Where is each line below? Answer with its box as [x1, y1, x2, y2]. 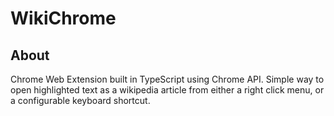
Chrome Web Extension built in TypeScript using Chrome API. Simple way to [10, 73, 325, 85]
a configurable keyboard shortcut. [10, 95, 151, 106]
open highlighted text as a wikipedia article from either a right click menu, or [10, 84, 325, 96]
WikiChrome [10, 7, 117, 30]
